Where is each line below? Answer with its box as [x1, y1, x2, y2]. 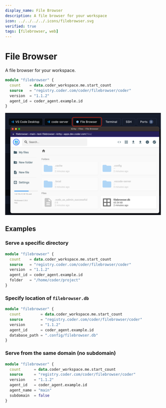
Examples [5, 225, 36, 233]
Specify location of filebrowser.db [5, 294, 89, 301]
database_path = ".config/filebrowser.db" [9, 333, 98, 338]
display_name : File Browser [5, 8, 63, 13]
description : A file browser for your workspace [5, 13, 107, 18]
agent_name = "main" [9, 388, 52, 393]
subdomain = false [9, 393, 50, 398]
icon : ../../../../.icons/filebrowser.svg [5, 18, 94, 23]
